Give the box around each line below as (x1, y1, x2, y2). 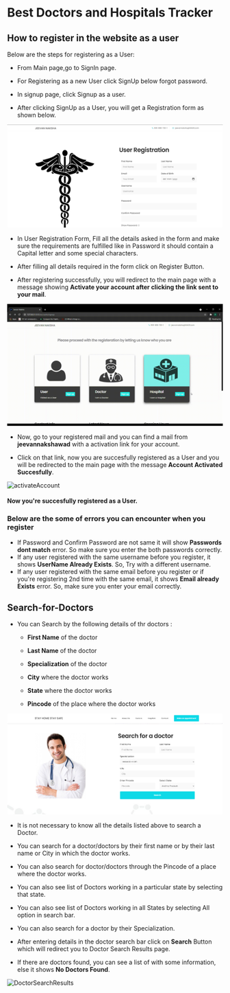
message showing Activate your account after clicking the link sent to (16, 283, 219, 291)
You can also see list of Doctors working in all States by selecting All (16, 904, 210, 912)
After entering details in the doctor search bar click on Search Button (16, 937, 212, 946)
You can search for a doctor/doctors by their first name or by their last (16, 842, 215, 850)
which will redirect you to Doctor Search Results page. (16, 945, 170, 953)
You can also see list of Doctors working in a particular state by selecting (16, 883, 223, 891)
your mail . (16, 290, 47, 299)
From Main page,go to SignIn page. (16, 64, 116, 71)
